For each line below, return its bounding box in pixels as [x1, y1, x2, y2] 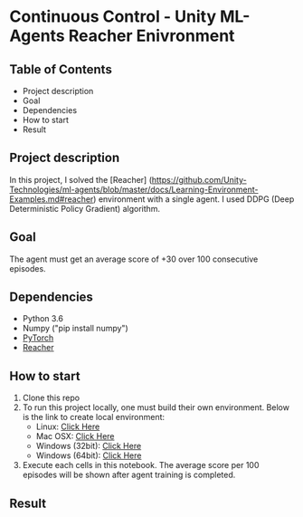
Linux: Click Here [35, 421, 100, 432]
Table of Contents [9, 62, 113, 77]
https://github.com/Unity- [151, 174, 247, 185]
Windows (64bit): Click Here [35, 450, 142, 461]
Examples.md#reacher [9, 193, 94, 205]
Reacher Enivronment [68, 25, 235, 46]
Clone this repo [22, 392, 80, 404]
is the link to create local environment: [22, 412, 166, 423]
